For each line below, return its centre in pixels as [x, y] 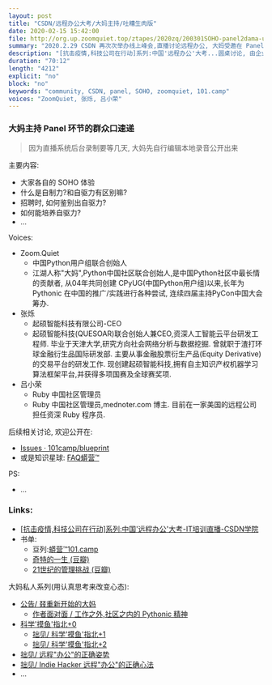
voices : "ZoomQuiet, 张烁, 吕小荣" [66, 99]
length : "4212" [34, 69]
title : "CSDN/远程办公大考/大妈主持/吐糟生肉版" [83, 23]
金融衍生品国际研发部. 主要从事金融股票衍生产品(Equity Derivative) [150, 354]
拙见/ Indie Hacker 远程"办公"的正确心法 [87, 664]
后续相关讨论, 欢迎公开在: [51, 432]
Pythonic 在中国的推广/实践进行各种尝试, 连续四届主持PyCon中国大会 [147, 293]
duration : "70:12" [39, 62]
